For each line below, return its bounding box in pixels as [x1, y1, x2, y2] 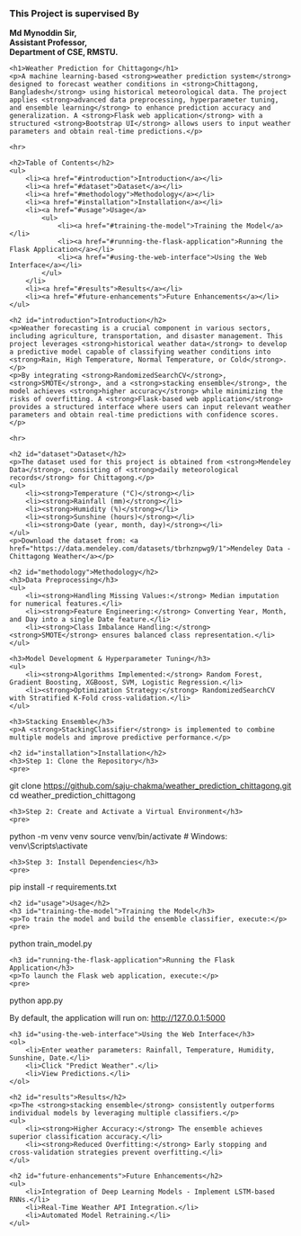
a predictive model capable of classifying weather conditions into [9, 347, 271, 357]
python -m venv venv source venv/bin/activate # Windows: [9, 831, 228, 842]
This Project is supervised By [9, 7, 139, 20]
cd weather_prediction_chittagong [9, 790, 137, 801]
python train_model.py [9, 938, 93, 949]
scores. [250, 410, 279, 420]
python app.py [9, 995, 64, 1006]
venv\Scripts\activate [9, 840, 88, 852]
